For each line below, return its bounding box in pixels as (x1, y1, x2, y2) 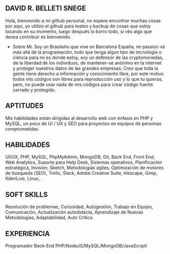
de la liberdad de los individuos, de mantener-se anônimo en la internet (12, 59, 162, 66)
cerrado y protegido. (12, 86, 56, 93)
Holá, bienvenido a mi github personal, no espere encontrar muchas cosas (5, 17, 161, 23)
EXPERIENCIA (5, 229, 50, 238)
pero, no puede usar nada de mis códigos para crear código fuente (12, 81, 153, 87)
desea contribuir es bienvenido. (5, 34, 72, 40)
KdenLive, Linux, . (5, 175, 43, 182)
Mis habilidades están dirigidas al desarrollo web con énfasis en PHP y (5, 115, 153, 121)
